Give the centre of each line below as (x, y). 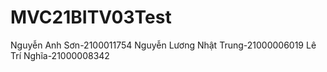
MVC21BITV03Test (91, 17)
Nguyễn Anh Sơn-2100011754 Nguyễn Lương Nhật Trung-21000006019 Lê (163, 45)
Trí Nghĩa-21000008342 (60, 55)
